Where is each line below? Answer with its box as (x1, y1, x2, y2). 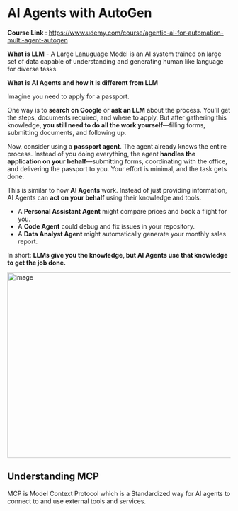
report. (17, 237, 38, 246)
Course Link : (7, 28, 47, 37)
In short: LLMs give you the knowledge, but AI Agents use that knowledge (7, 251, 228, 259)
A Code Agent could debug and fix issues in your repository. (17, 222, 195, 231)
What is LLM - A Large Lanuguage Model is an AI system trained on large (7, 50, 222, 58)
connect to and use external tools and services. (7, 497, 147, 505)
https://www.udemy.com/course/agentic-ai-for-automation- (48, 28, 225, 37)
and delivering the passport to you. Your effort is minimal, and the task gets (7, 164, 227, 173)
